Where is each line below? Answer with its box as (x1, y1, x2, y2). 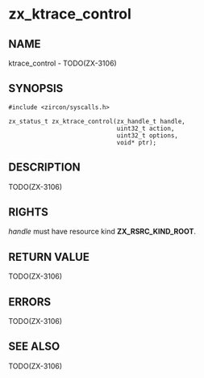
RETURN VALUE (8, 250, 90, 263)
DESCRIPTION (8, 161, 81, 174)
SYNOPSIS (8, 82, 64, 95)
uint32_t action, (116, 124, 175, 132)
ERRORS (8, 295, 52, 309)
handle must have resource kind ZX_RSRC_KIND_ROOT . (8, 227, 196, 237)
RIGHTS (8, 205, 48, 219)
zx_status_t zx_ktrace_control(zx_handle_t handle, (8, 117, 185, 125)
